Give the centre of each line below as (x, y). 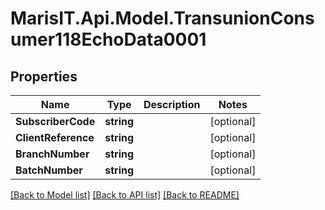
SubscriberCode (55, 121)
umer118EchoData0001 (108, 39)
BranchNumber (52, 154)
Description (172, 104)
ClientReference (55, 137)
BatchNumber (49, 170)
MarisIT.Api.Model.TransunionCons (162, 18)
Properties (44, 76)
